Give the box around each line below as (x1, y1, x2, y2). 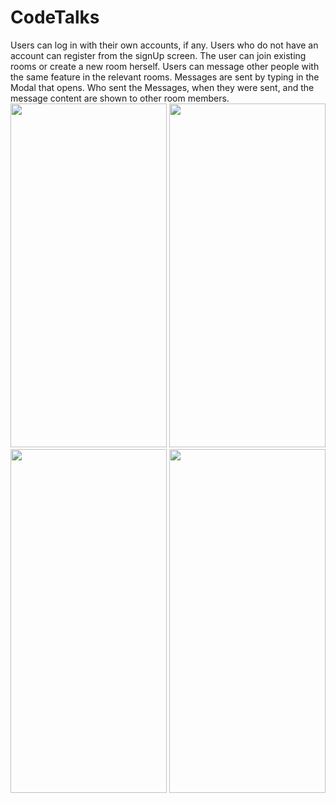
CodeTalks (10, 6, 100, 29)
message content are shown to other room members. (10, 92, 230, 104)
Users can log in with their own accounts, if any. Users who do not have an (10, 39, 319, 51)
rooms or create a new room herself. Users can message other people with (10, 60, 320, 72)
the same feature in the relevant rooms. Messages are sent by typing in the (10, 71, 320, 83)
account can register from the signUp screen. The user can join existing (10, 49, 307, 61)
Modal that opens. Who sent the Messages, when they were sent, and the (10, 81, 315, 93)
